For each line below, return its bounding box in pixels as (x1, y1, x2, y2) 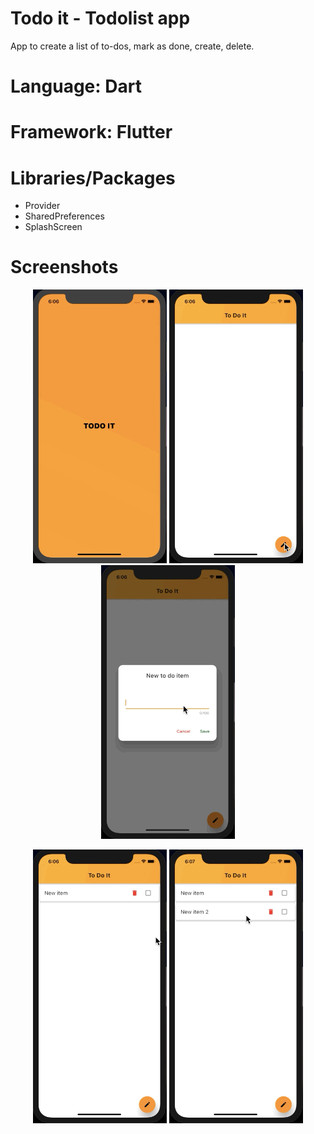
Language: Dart (10, 75, 142, 98)
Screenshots (10, 256, 119, 279)
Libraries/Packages (10, 167, 176, 189)
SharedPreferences (24, 210, 105, 222)
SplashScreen (24, 221, 83, 233)
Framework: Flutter (10, 121, 173, 144)
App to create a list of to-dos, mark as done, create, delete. (10, 40, 255, 52)
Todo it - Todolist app (10, 7, 191, 30)
